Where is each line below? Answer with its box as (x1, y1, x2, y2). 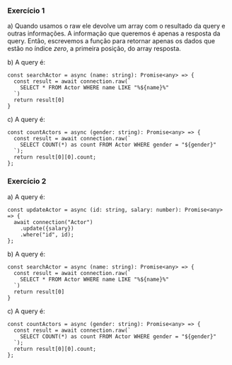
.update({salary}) (20, 225, 74, 232)
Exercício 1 (7, 6, 45, 16)
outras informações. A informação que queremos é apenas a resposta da (7, 29, 221, 38)
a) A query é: (7, 192, 46, 201)
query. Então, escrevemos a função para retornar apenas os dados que (7, 37, 216, 45)
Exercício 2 (7, 176, 47, 186)
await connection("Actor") (13, 218, 93, 225)
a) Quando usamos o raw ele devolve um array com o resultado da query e (7, 22, 226, 30)
